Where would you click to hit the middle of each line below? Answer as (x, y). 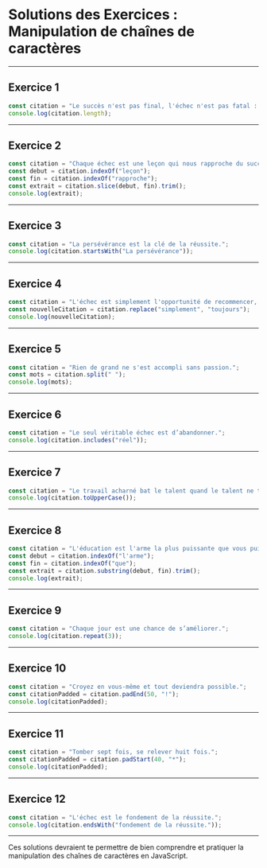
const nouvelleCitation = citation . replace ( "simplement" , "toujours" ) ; (129, 309)
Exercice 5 (35, 349)
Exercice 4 (35, 284)
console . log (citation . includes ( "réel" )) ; (78, 440)
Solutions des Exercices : (93, 15)
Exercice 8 (35, 530)
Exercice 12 (37, 799)
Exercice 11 (36, 734)
